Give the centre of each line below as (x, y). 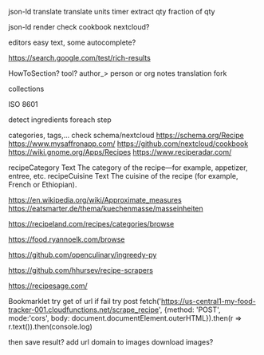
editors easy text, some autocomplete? (72, 42)
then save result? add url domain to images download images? (111, 342)
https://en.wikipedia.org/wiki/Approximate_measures (95, 200)
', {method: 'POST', (189, 310)
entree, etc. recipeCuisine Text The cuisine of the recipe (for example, (123, 176)
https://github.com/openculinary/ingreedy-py (83, 255)
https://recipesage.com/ (48, 286)
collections (26, 89)
